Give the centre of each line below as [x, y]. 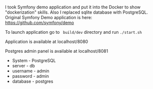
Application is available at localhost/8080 [47, 42]
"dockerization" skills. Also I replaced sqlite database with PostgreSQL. [76, 12]
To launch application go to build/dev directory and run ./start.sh [74, 32]
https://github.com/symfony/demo [40, 22]
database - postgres [33, 81]
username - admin [31, 71]
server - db [23, 66]
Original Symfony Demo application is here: [49, 17]
